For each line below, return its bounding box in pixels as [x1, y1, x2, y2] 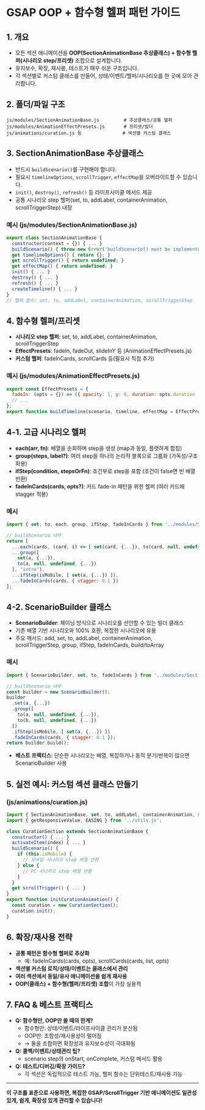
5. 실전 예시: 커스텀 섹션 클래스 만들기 [6, 779, 138, 789]
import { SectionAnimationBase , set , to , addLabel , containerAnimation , [6, 811, 195, 818]
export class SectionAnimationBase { [6, 235, 103, 241]
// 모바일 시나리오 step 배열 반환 [22, 857, 99, 863]
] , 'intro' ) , [12, 567, 45, 573]
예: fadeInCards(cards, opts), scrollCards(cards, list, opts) [24, 957, 170, 965]
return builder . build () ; [6, 740, 70, 746]
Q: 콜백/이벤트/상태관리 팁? [15, 1048, 81, 1055]
